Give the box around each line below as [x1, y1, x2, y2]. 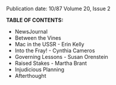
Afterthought [14, 73, 46, 79]
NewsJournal [14, 28, 48, 35]
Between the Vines [14, 34, 61, 41]
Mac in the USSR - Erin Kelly [14, 41, 84, 48]
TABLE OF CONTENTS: [6, 17, 64, 23]
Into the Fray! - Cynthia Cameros [14, 47, 95, 54]
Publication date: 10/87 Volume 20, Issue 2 [6, 5, 111, 12]
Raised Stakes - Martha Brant [14, 59, 87, 67]
